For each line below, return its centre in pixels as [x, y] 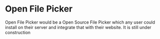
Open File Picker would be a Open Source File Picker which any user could [80, 22]
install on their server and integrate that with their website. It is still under [78, 27]
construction [18, 32]
